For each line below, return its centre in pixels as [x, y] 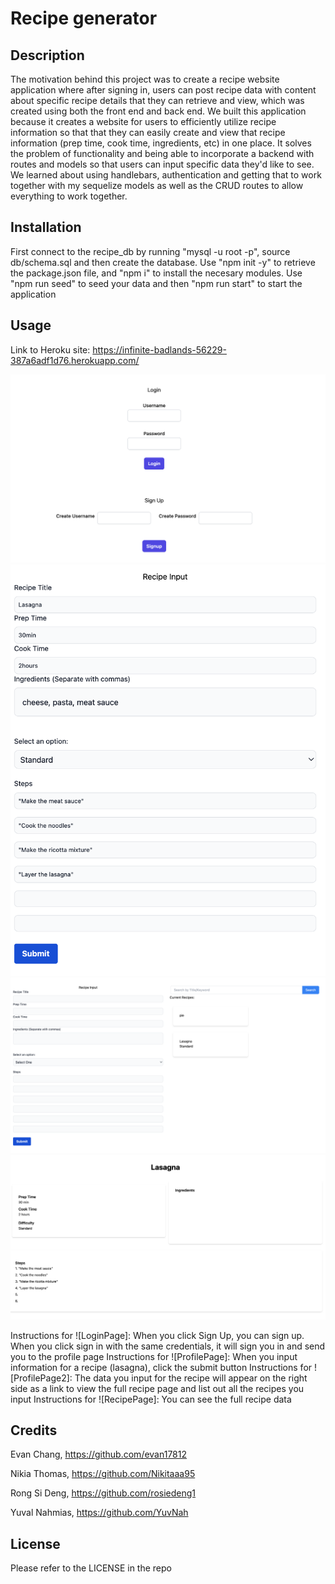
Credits [34, 1430]
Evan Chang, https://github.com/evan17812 [99, 1454]
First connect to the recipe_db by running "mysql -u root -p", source [150, 251]
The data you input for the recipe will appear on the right [191, 1378]
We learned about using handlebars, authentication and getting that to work [166, 175]
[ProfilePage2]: [41, 1378]
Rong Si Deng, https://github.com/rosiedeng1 [103, 1493]
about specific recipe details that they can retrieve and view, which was [157, 100]
